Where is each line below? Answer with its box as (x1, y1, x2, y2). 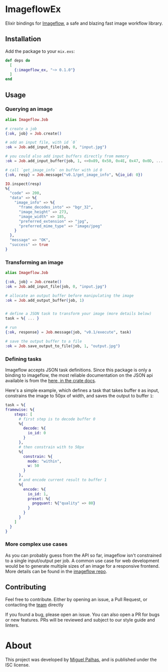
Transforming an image (5, 258, 64, 265)
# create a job (5, 126, 37, 131)
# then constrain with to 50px (18, 444, 85, 449)
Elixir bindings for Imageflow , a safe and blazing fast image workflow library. (5, 20, 163, 26)
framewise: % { (5, 407, 35, 412)
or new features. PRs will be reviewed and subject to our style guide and (5, 617, 155, 623)
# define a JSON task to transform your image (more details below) (5, 311, 152, 316)
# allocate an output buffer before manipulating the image (5, 293, 134, 298)
